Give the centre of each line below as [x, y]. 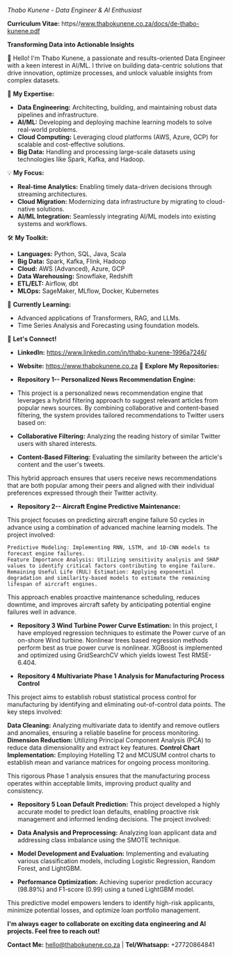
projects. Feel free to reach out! [54, 931]
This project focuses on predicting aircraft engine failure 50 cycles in [106, 520]
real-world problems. [47, 129]
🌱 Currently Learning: [39, 304]
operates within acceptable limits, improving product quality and [99, 783]
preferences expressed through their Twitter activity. [83, 493]
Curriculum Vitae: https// [44, 23]
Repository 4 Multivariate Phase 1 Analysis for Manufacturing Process [121, 676]
